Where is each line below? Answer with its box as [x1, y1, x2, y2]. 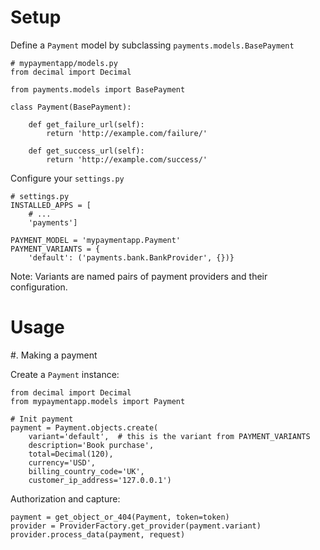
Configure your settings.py [10, 172, 125, 184]
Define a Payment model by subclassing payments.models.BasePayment [10, 39, 295, 51]
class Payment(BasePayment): [10, 102, 132, 112]
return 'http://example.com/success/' [46, 154, 208, 165]
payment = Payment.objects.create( [10, 422, 159, 433]
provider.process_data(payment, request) [10, 529, 186, 540]
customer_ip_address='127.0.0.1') [28, 475, 172, 485]
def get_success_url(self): [28, 146, 145, 156]
